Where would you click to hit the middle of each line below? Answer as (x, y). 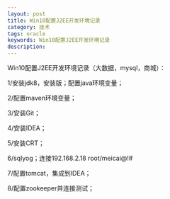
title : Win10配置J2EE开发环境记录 (54, 21)
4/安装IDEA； (27, 128)
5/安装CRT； (26, 143)
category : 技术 (29, 27)
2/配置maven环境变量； (42, 98)
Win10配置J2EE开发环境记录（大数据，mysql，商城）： (87, 68)
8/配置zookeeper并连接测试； (51, 188)
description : (27, 47)
